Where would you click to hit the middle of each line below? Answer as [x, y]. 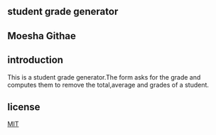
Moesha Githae [42, 36]
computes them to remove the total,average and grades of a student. [108, 85]
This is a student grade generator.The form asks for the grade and [104, 77]
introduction [36, 60]
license [24, 107]
